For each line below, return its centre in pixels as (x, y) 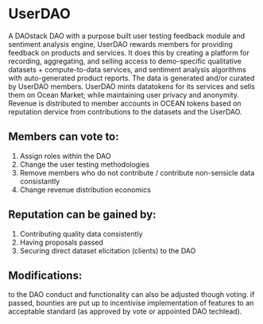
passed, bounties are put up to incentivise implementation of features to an (131, 303)
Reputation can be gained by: (82, 215)
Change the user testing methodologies (84, 164)
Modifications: (45, 275)
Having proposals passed (61, 242)
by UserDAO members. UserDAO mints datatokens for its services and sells (132, 86)
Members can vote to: (64, 137)
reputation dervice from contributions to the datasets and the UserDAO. (125, 111)
